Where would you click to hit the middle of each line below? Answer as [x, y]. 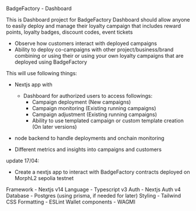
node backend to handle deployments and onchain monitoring [90, 138]
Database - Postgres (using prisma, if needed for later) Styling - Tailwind [94, 196]
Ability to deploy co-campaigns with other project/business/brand [94, 50]
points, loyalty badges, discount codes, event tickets [70, 32]
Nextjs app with [33, 85]
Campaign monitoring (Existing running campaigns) [94, 108]
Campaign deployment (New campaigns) [81, 102]
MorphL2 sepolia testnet [44, 178]
